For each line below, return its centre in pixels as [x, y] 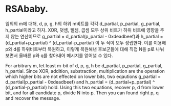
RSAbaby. [27, 9]
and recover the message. [33, 98]
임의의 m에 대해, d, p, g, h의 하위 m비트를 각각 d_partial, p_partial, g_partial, [83, 23]
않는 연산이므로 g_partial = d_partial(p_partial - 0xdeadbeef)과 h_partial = [87, 36]
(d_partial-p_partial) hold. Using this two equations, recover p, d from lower [85, 87]
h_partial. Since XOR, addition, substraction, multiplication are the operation [85, 71]
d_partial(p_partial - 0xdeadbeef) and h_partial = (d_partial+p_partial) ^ [80, 82]
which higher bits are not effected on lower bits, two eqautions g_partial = [83, 76]
